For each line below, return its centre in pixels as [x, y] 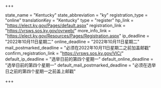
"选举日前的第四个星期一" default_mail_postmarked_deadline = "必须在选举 [80, 65]
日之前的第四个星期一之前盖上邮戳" [40, 71]
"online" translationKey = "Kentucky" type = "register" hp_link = [69, 20]
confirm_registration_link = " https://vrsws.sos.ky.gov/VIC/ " [64, 53]
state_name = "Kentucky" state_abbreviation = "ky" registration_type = [76, 15]
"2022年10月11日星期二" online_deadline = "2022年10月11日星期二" [72, 42]
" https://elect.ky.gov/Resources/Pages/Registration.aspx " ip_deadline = [77, 36]
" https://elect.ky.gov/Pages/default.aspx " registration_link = [65, 25]
